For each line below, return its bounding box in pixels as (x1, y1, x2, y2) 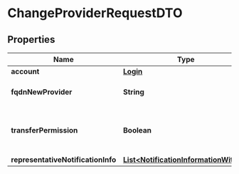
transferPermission (11, 126, 78, 135)
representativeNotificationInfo (11, 155, 117, 165)
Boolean (123, 126, 152, 135)
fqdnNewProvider (11, 87, 73, 97)
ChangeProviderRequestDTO (7, 5, 183, 21)
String (123, 87, 144, 97)
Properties (7, 34, 55, 46)
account (11, 66, 40, 76)
